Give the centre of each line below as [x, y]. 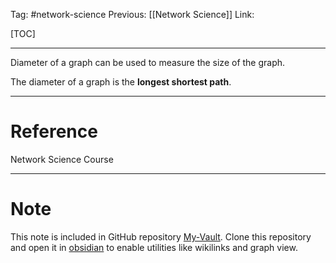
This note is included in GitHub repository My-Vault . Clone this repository [161, 236]
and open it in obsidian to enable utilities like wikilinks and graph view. [154, 247]
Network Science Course [62, 159]
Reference [54, 131]
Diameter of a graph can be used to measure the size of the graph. [148, 62]
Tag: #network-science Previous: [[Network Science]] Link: [132, 14]
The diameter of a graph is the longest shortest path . [121, 82]
